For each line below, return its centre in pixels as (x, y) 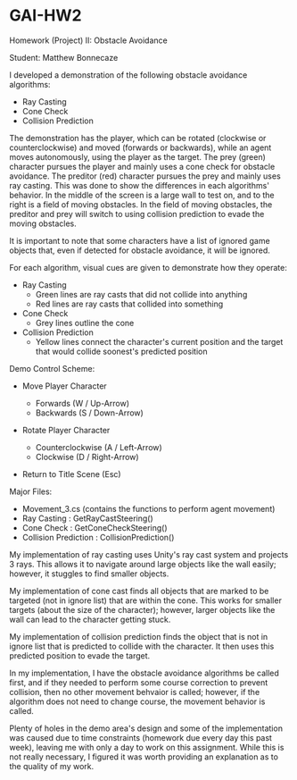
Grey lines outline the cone (85, 323)
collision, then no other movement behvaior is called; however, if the (135, 692)
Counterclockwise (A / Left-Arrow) (99, 447)
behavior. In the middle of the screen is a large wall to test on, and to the (142, 195)
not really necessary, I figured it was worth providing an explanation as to (144, 757)
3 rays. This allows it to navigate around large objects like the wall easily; (143, 564)
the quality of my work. (52, 766)
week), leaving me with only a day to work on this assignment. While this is (147, 747)
